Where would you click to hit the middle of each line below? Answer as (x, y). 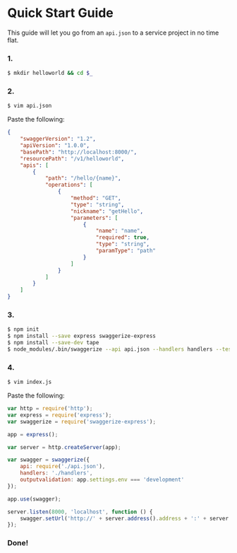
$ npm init (23, 330)
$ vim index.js (30, 382)
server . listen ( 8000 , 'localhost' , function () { (80, 512)
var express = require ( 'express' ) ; (60, 415)
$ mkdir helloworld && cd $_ (50, 73)
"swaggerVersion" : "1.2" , (58, 139)
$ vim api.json (30, 106)
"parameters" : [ (94, 218)
